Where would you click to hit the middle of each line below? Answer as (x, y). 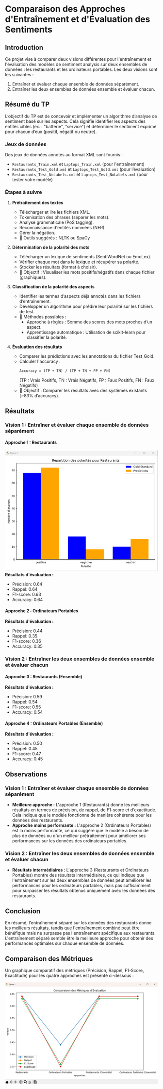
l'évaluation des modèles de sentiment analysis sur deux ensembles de (76, 64)
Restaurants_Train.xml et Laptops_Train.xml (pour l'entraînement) (78, 164)
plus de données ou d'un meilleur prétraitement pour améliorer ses (79, 836)
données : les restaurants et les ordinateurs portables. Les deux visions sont (81, 69)
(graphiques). (33, 277)
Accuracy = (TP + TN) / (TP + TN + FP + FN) (65, 371)
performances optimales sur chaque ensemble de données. (65, 943)
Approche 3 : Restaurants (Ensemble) (44, 676)
